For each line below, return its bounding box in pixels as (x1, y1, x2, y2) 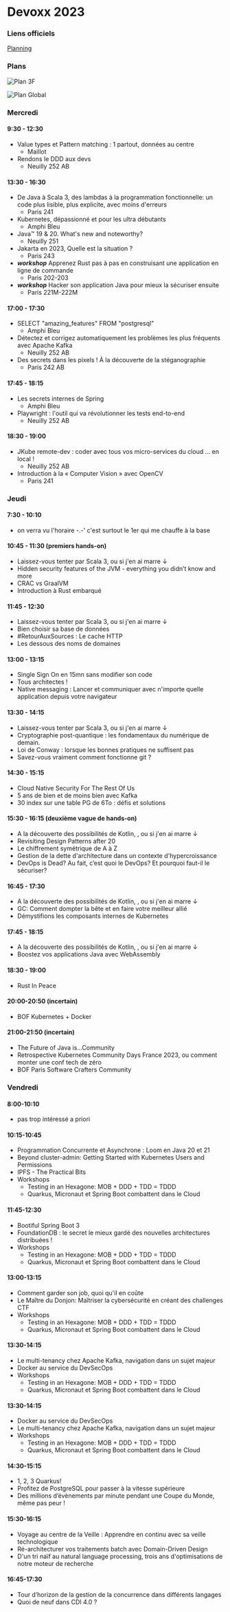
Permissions (16, 1161, 53, 1169)
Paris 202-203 (27, 273, 69, 282)
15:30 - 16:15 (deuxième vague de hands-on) (7, 814, 137, 823)
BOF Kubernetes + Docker (16, 1012, 92, 1020)
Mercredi (7, 107, 38, 117)
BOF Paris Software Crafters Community (16, 1065, 132, 1074)
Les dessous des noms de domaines (16, 640, 122, 648)
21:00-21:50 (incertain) (7, 1028, 76, 1036)
